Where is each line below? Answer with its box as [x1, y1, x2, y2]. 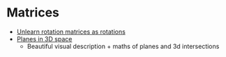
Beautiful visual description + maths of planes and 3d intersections [27, 42, 220, 50]
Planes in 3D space [16, 34, 73, 43]
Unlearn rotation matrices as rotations [16, 27, 126, 36]
